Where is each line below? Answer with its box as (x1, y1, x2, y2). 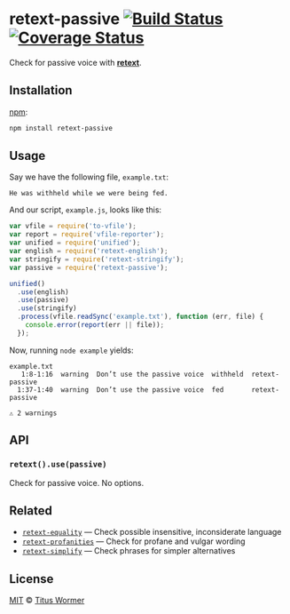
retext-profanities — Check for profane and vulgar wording (21, 536, 246, 546)
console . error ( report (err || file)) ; (25, 321, 165, 330)
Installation (9, 83, 73, 98)
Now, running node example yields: (9, 345, 135, 355)
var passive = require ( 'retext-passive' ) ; (9, 263, 169, 272)
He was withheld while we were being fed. (9, 189, 169, 198)
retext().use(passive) (9, 459, 107, 470)
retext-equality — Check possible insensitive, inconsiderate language (21, 527, 282, 538)
